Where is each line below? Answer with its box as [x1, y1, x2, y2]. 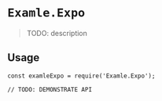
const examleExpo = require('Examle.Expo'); [7, 72, 156, 80]
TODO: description [26, 28, 88, 38]
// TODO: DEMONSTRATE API [7, 85, 92, 93]
